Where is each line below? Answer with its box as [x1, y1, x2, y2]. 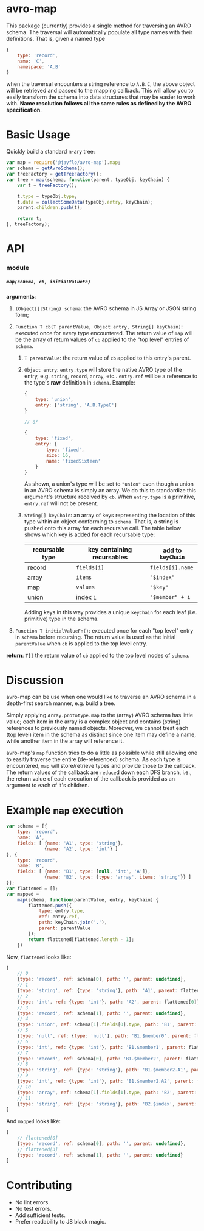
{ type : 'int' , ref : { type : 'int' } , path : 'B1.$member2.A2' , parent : [17, 1078, 194, 1085]
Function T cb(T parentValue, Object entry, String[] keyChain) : [15, 323, 183, 330]
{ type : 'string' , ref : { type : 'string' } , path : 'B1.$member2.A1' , [17, 1067, 189, 1073]
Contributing [6, 1178, 72, 1192]
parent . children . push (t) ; [17, 205, 83, 211]
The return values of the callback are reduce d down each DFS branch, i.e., [6, 768, 192, 776]
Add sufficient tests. [15, 1211, 66, 1219]
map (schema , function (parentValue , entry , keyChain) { [17, 896, 159, 903]
